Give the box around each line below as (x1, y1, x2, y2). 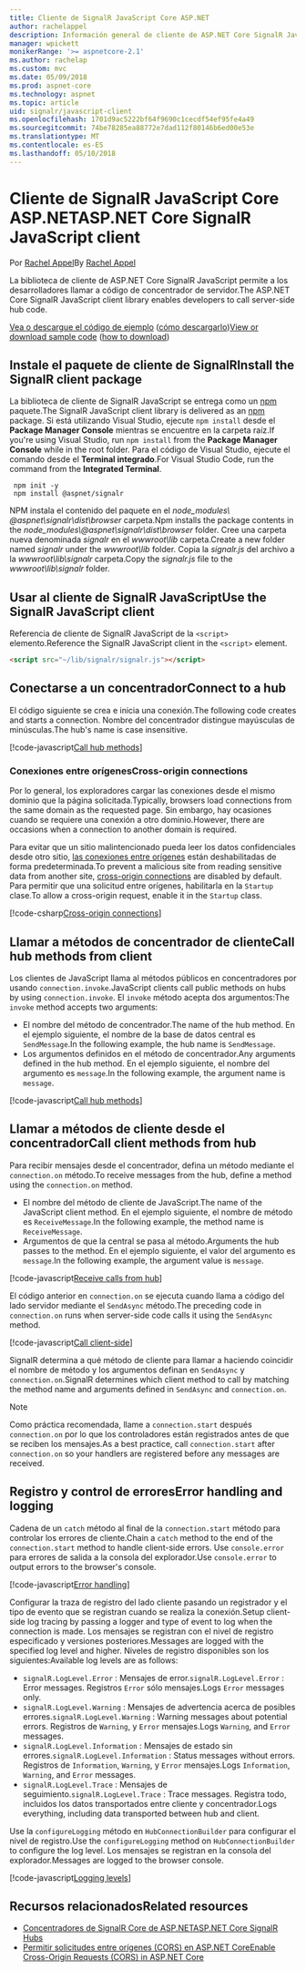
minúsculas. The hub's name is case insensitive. (9, 724, 189, 734)
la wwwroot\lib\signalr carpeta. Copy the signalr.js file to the (9, 553, 233, 565)
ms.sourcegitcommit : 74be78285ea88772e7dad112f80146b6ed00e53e (9, 124, 255, 133)
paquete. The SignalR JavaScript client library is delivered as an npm (9, 405, 266, 416)
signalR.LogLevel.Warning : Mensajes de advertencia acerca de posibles (22, 1701, 296, 1712)
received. (9, 1457, 46, 1468)
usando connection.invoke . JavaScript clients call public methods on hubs (9, 981, 287, 993)
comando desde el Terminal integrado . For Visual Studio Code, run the (9, 454, 275, 465)
